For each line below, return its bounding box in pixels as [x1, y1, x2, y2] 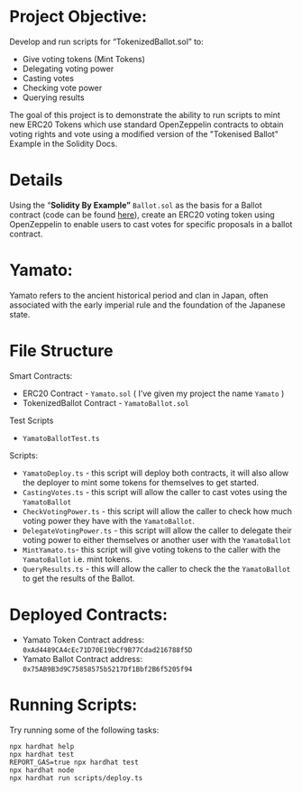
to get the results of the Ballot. [22, 573, 135, 584]
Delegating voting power [22, 63, 114, 74]
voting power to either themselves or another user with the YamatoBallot [22, 534, 291, 545]
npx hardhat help [9, 741, 75, 751]
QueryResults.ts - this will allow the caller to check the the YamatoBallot [22, 563, 291, 574]
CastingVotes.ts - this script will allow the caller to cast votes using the [22, 486, 288, 497]
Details [9, 170, 63, 190]
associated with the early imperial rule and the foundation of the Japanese [9, 299, 286, 310]
